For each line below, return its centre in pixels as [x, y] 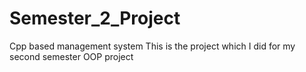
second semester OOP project [71, 56]
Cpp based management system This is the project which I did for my [152, 46]
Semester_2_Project [95, 18]
